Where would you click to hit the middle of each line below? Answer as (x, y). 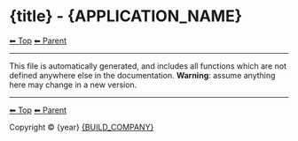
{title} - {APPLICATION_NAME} (125, 16)
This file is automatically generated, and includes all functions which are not (148, 66)
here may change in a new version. (73, 85)
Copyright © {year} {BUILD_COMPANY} (82, 127)
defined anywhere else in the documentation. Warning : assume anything (142, 75)
